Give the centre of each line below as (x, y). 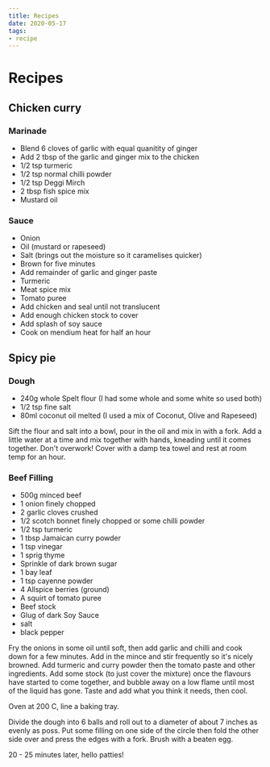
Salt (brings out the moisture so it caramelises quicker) (111, 256)
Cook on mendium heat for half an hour (85, 332)
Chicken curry (45, 108)
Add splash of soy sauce (61, 324)
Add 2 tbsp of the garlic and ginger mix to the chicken (110, 157)
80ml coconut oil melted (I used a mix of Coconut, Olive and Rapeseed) (139, 415)
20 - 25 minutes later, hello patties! (66, 755)
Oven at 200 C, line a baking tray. (64, 707)
